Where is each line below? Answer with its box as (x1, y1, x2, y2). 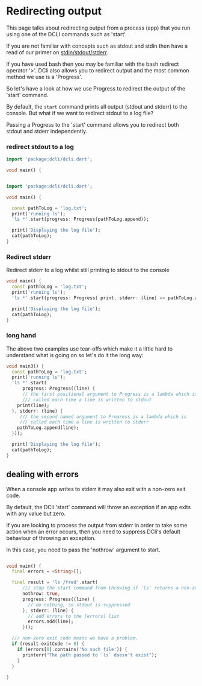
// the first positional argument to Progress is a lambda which (22, 391, 189, 398)
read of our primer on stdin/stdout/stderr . (6, 48, 109, 56)
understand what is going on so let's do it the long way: (6, 351, 144, 358)
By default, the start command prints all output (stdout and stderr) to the (6, 103, 188, 110)
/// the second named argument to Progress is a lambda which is (19, 413, 187, 420)
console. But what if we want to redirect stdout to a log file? (6, 109, 154, 116)
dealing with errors (6, 469, 79, 480)
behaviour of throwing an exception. (6, 534, 96, 541)
